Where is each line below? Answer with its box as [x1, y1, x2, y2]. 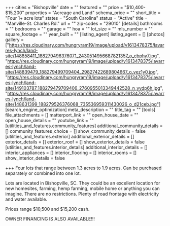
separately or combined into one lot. [5, 170, 81, 176]
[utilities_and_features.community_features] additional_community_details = [5, 123, 163, 129]
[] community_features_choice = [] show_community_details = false [5, 128, 146, 134]
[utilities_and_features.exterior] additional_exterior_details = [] [5, 134, 134, 139]
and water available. [5, 196, 47, 202]
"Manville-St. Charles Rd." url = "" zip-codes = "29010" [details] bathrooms [5, 20, 163, 26]
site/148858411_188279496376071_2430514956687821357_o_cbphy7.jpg [5, 53, 157, 59]
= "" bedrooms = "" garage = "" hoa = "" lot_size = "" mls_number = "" [5, 26, 153, 32]
